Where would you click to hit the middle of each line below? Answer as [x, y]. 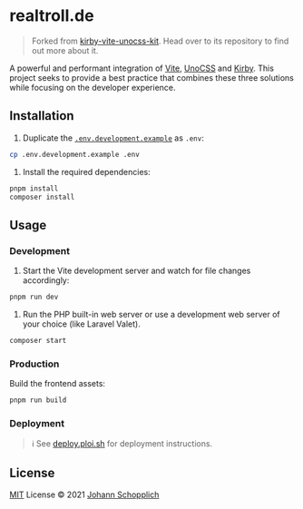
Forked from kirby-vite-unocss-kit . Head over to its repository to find [160, 41]
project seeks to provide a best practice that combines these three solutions [152, 77]
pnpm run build [38, 400]
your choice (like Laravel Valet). [81, 324]
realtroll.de [52, 16]
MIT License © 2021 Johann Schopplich [84, 494]
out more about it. [65, 50]
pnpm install [34, 188]
